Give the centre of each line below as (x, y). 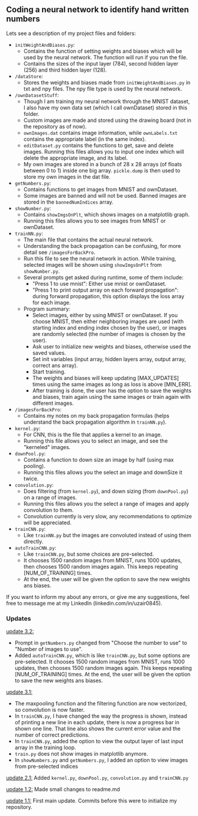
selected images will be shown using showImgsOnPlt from (92, 265)
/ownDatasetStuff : (37, 95)
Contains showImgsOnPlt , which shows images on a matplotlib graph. (107, 214)
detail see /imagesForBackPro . (59, 252)
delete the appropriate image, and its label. (76, 158)
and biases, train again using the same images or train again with (111, 396)
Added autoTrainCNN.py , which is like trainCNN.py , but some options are (102, 656)
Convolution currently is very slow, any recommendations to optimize (108, 516)
